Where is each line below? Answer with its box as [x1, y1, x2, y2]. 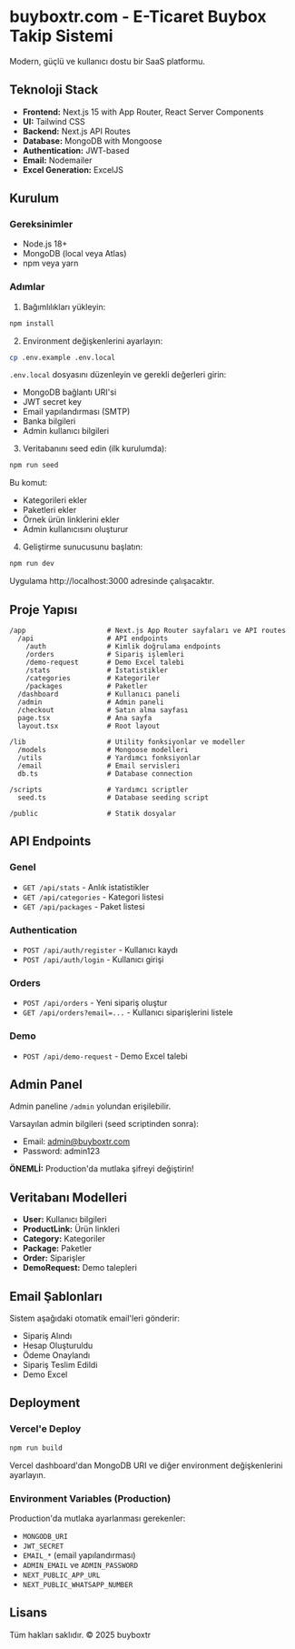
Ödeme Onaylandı [22, 1350, 91, 1361]
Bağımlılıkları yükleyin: [22, 301, 106, 312]
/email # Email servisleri [17, 761, 181, 770]
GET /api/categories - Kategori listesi [22, 891, 164, 902]
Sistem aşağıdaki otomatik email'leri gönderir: [9, 1312, 180, 1324]
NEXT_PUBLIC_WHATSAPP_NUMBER [22, 1580, 133, 1589]
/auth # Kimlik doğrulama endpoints [25, 642, 221, 651]
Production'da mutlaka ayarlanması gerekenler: [9, 1513, 186, 1523]
